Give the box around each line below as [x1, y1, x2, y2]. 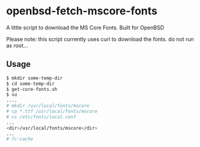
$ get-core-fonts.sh [6, 86, 58, 92]
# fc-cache [6, 136, 34, 142]
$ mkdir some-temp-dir [6, 75, 63, 81]
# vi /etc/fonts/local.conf [6, 114, 77, 120]
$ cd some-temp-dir [6, 81, 55, 87]
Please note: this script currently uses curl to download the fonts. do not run [6, 35, 195, 42]
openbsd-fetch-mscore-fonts [6, 4, 157, 18]
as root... [6, 42, 28, 49]
